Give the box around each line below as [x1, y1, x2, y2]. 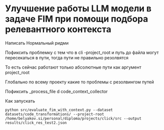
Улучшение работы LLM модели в [5, 3, 152, 14]
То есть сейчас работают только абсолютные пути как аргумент [5, 64, 141, 70]
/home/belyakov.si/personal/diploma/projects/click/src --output [5, 116, 141, 121]
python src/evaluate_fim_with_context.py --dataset [5, 107, 113, 112]
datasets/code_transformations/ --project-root [5, 111, 105, 117]
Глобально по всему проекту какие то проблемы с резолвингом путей [5, 79, 154, 85]
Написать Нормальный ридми [5, 40, 69, 46]
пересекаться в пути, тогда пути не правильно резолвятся [5, 54, 129, 60]
